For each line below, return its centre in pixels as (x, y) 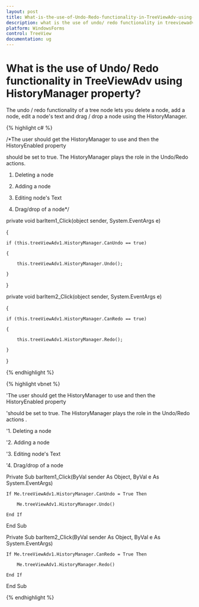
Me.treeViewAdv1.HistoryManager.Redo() (66, 564)
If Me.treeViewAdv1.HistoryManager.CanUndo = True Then (76, 494)
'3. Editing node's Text (33, 454)
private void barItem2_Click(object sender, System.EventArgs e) (84, 296)
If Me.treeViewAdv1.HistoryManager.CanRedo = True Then (76, 554)
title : (14, 17)
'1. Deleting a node (29, 431)
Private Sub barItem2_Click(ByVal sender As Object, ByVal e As (84, 537)
